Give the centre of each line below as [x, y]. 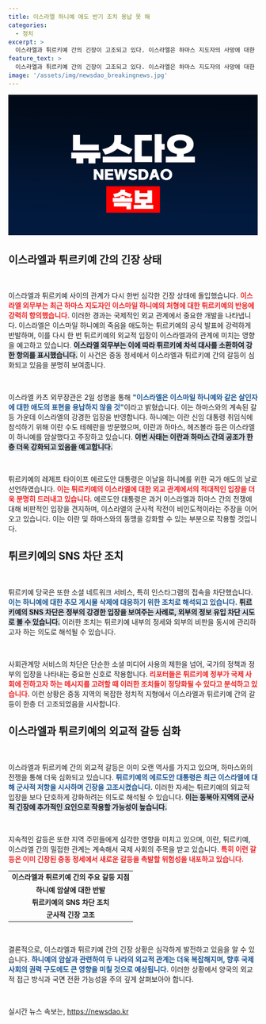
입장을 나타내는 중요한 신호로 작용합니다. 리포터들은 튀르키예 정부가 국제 [133, 674]
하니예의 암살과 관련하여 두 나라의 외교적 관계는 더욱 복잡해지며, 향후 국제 [143, 959]
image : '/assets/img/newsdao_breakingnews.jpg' [88, 75]
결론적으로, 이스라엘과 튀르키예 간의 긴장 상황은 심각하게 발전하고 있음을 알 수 [127, 949]
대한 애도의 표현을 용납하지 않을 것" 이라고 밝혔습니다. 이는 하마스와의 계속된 [133, 407]
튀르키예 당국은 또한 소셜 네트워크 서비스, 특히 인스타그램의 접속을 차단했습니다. [131, 592]
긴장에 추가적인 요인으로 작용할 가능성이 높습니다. [92, 806]
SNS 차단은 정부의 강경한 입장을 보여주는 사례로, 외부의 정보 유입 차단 [135, 612]
